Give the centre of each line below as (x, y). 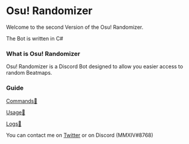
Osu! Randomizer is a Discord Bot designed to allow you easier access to (95, 66)
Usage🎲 (16, 112)
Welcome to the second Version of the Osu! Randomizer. (75, 27)
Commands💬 (22, 101)
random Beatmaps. (29, 73)
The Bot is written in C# (35, 38)
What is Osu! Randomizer (43, 53)
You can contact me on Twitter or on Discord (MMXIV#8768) (80, 135)
